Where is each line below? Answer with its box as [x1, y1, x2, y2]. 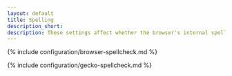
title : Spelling [7, 16, 54, 23]
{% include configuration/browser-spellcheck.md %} [7, 48, 158, 56]
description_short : [7, 23, 64, 29]
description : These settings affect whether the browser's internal [7, 29, 209, 36]
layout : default [7, 10, 54, 17]
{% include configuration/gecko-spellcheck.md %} [7, 61, 153, 69]
